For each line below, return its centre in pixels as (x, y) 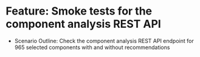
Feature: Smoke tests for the (79, 11)
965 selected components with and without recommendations (92, 47)
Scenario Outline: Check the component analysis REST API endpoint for (104, 41)
